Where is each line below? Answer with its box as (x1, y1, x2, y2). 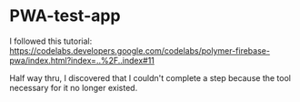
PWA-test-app (9, 5, 121, 26)
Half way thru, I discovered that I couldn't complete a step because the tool (9, 72, 291, 83)
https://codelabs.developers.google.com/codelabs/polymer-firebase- (9, 45, 271, 56)
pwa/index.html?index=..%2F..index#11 (9, 55, 155, 66)
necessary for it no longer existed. (9, 82, 138, 93)
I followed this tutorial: (9, 36, 93, 46)
